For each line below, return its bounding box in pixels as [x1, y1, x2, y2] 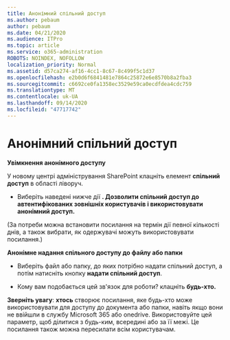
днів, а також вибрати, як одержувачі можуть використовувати [7, 228, 194, 236]
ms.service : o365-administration [7, 49, 103, 56]
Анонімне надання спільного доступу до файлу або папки [7, 248, 183, 257]
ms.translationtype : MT [7, 87, 76, 94]
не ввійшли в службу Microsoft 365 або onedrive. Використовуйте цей [7, 310, 212, 319]
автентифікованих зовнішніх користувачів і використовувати [16, 200, 204, 208]
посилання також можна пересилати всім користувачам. [7, 325, 176, 333]
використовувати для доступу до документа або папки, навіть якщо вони [7, 303, 223, 311]
